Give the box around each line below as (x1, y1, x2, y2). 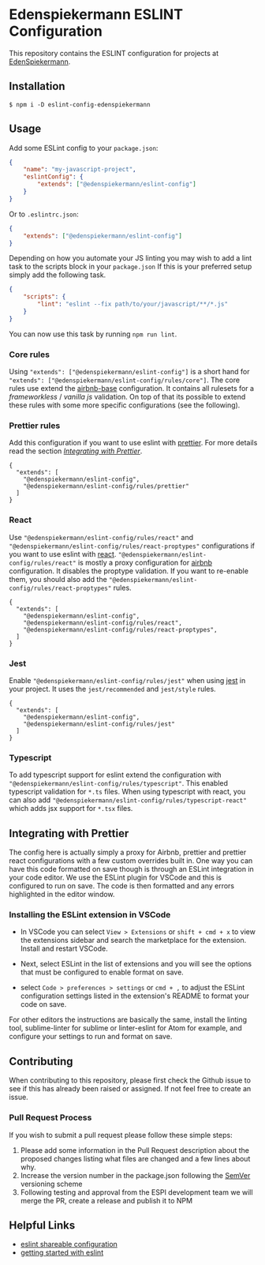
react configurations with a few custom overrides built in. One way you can (9, 856, 253, 865)
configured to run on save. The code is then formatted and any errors (9, 881, 235, 891)
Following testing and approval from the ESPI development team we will (20, 1187, 253, 1197)
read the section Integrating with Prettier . (9, 446, 143, 456)
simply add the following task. (9, 270, 106, 280)
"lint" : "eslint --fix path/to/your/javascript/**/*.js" (37, 300, 228, 309)
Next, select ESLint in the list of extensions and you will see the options (20, 959, 252, 969)
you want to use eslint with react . (9, 549, 117, 558)
